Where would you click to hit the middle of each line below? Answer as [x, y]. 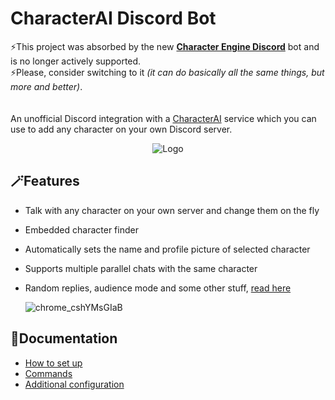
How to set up [53, 363]
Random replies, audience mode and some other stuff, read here [158, 288]
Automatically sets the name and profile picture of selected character [167, 249]
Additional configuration [74, 384]
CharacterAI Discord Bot [113, 18]
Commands [48, 373]
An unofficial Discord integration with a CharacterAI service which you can [163, 118]
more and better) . [46, 86]
